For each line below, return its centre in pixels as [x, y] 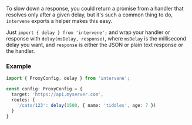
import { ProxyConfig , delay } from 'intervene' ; [68, 79]
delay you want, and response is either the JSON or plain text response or [95, 45]
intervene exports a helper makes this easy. [59, 21]
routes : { [23, 100]
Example [19, 66]
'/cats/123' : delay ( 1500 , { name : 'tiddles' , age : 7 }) [87, 105]
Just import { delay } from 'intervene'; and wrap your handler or [88, 32]
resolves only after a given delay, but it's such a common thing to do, [90, 15]
